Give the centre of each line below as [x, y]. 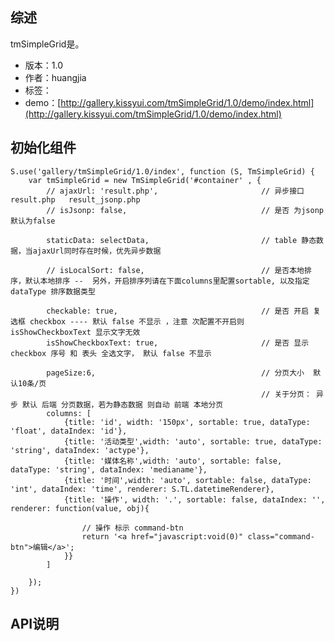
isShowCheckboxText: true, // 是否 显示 [178, 343]
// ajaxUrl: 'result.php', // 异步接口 [175, 191]
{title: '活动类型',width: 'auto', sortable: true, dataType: [193, 441]
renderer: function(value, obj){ [80, 508]
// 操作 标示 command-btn [132, 528]
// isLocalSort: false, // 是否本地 [175, 270]
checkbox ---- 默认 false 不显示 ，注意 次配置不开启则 [137, 321]
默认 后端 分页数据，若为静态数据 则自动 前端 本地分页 [123, 404]
